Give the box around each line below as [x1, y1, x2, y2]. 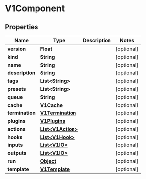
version [7, 45, 26, 52]
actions [7, 126, 26, 132]
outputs [7, 150, 27, 156]
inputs [7, 142, 23, 148]
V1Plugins [40, 118, 66, 124]
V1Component [5, 3, 65, 14]
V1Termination [40, 109, 76, 116]
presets [7, 86, 26, 92]
